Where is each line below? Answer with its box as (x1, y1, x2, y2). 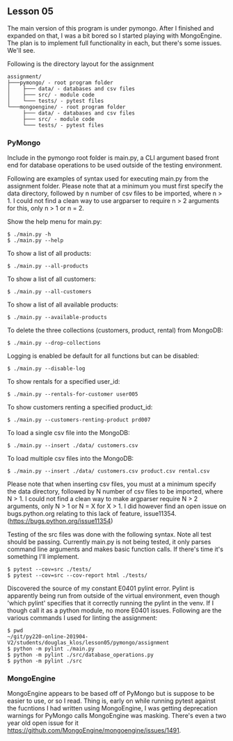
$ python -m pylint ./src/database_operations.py (7, 651, 154, 659)
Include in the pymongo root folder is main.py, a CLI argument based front (7, 154, 219, 162)
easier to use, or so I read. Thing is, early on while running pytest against (7, 697, 216, 705)
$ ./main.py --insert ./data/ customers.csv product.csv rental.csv (7, 468, 210, 475)
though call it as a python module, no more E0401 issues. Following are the (7, 606, 222, 614)
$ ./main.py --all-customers (7, 288, 92, 295)
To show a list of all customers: (7, 275, 96, 284)
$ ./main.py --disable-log (7, 365, 86, 373)
